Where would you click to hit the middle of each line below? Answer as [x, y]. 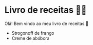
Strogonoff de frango [33, 33]
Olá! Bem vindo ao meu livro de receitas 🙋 [46, 23]
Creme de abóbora [30, 38]
